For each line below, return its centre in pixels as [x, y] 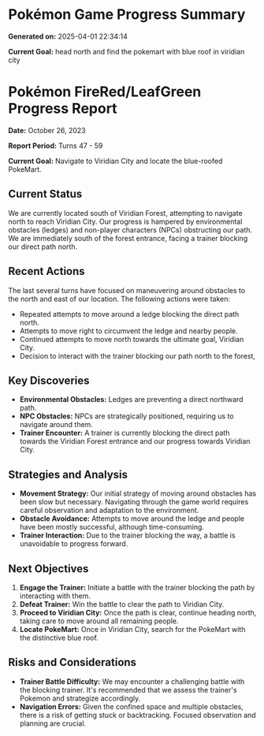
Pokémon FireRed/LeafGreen [105, 92]
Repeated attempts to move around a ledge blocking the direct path [129, 314]
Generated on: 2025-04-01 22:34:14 [68, 36]
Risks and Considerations [72, 662]
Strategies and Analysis [68, 474]
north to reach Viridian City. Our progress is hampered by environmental [125, 221]
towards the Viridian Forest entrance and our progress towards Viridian [135, 441]
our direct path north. [43, 247]
